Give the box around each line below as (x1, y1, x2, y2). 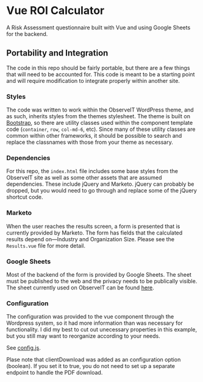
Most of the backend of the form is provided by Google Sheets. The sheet (6, 271, 192, 278)
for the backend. (6, 30, 48, 37)
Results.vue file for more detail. (6, 242, 85, 249)
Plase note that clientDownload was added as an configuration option (6, 356, 181, 363)
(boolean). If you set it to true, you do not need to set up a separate (6, 363, 176, 370)
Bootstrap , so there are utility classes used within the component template (6, 119, 193, 127)
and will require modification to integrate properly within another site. (6, 77, 180, 84)
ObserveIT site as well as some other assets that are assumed (6, 174, 163, 182)
